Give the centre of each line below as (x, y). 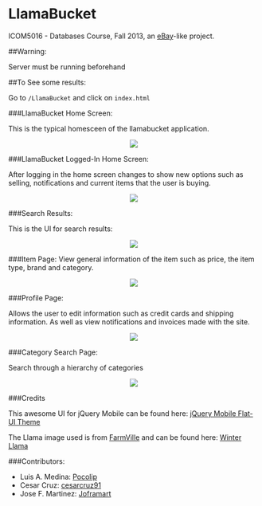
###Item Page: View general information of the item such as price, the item (131, 259)
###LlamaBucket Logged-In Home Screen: (78, 159)
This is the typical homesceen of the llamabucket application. (109, 128)
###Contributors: (37, 461)
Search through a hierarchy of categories (76, 367)
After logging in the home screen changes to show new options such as (126, 174)
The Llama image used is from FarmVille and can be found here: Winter (125, 437)
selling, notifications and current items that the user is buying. (109, 182)
